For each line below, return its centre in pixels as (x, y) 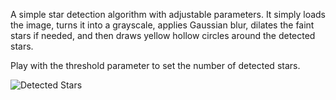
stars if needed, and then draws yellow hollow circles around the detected (163, 35)
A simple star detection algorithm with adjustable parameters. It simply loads (168, 14)
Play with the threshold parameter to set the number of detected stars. (155, 65)
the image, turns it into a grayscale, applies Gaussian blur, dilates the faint (162, 25)
